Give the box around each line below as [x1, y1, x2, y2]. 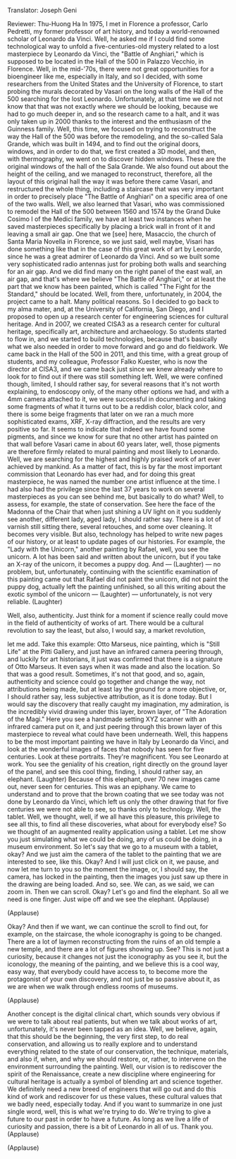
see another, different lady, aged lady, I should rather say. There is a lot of [7, 515, 222, 523]
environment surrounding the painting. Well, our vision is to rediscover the [7, 1062, 222, 1071]
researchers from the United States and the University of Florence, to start [7, 80, 223, 88]
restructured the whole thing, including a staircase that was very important [7, 185, 224, 193]
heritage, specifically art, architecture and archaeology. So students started [7, 328, 227, 335]
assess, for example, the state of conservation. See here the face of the [7, 500, 216, 508]
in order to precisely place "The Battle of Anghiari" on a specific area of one [7, 192, 228, 201]
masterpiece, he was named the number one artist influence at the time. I [7, 477, 221, 486]
